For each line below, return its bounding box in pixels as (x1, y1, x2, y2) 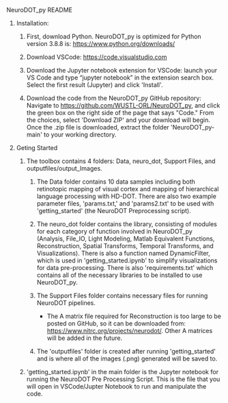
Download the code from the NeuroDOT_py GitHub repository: (26, 94, 202, 102)
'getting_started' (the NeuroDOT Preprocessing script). (36, 207, 192, 215)
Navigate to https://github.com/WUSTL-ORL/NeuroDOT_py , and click (26, 101, 220, 109)
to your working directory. (43, 130, 117, 138)
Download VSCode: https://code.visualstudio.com (26, 53, 167, 61)
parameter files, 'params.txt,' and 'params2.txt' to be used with (36, 199, 214, 208)
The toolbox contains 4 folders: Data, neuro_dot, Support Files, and (26, 157, 216, 165)
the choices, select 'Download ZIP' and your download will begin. (26, 116, 211, 124)
